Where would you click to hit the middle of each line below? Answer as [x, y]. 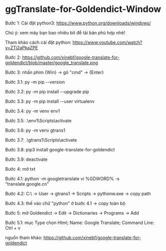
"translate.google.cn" [27, 184]
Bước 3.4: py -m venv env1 [33, 111]
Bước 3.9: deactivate [26, 159]
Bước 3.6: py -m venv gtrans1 [35, 130]
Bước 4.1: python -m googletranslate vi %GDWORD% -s [62, 179]
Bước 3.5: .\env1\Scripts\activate [38, 120]
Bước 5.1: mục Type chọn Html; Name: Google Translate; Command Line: [80, 223]
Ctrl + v [13, 228]
